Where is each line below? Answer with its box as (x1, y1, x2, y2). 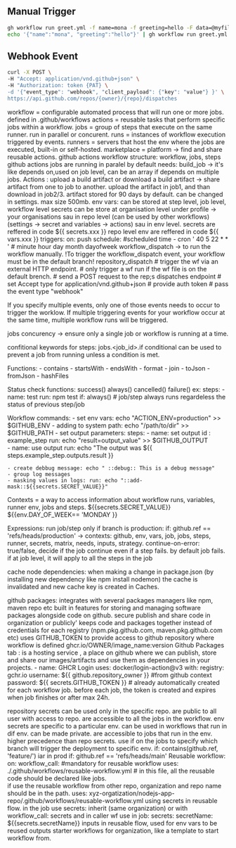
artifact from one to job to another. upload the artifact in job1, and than (7, 182, 211, 191)
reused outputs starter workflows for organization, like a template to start (7, 826, 219, 835)
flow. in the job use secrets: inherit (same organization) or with (7, 804, 188, 812)
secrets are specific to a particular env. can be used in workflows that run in (7, 721, 228, 730)
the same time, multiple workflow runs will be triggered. (7, 316, 169, 324)
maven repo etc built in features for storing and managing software (7, 603, 202, 612)
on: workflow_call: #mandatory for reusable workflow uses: (7, 759, 179, 767)
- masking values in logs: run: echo (7, 477, 118, 484)
